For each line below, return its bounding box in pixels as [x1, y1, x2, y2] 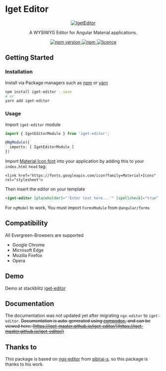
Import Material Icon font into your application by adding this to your [5, 158, 144, 164]
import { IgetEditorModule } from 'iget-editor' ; [5, 131, 110, 136]
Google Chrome [12, 242, 45, 247]
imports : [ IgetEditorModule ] [9, 145, 74, 150]
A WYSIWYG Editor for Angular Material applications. [29, 29, 137, 35]
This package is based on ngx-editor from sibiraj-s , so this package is [5, 356, 148, 362]
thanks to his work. [5, 361, 44, 368]
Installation [5, 68, 33, 75]
